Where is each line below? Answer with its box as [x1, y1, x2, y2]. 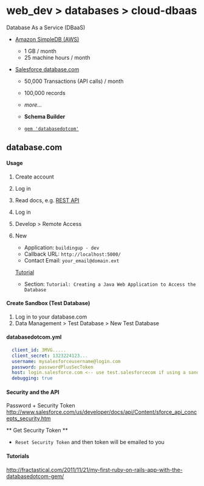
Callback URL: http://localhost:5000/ [24, 250, 121, 258]
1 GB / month [24, 47, 56, 55]
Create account [15, 173, 55, 180]
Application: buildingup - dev [24, 244, 100, 251]
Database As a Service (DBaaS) [6, 24, 86, 31]
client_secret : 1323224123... [12, 353, 88, 359]
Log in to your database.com [15, 313, 87, 320]
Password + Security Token [6, 402, 75, 409]
